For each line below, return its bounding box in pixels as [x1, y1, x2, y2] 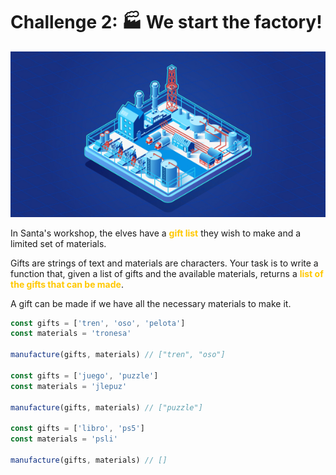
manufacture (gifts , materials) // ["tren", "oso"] [10, 350, 226, 360]
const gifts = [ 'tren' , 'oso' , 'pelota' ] [10, 318, 186, 328]
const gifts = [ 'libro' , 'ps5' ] [10, 424, 145, 434]
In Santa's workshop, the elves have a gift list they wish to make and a [10, 227, 302, 239]
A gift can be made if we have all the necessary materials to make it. [10, 297, 292, 309]
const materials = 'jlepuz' [10, 381, 128, 391]
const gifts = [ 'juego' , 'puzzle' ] [10, 370, 159, 381]
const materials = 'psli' [10, 434, 118, 444]
